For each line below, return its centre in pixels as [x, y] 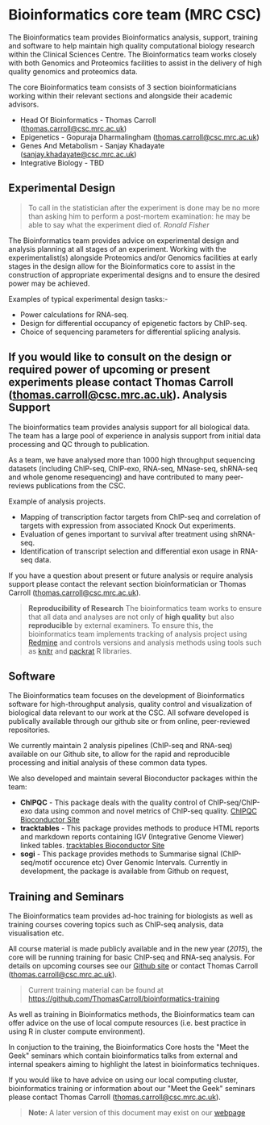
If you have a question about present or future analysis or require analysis [131, 575]
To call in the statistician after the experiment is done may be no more [144, 207]
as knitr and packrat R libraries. [80, 650]
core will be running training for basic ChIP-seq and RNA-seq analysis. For [132, 957]
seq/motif [36, 863]
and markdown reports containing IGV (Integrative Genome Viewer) [132, 837]
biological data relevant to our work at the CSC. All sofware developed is [129, 713]
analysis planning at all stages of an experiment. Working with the [118, 249]
